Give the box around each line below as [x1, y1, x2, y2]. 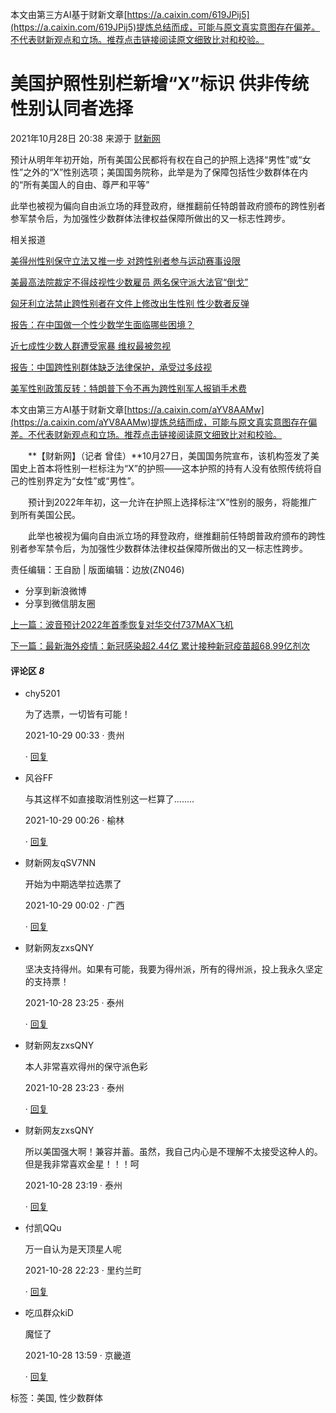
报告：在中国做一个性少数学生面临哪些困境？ [10, 318, 195, 330]
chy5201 [24, 688, 61, 700]
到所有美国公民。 [10, 508, 81, 520]
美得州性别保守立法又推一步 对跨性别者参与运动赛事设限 [10, 254, 241, 267]
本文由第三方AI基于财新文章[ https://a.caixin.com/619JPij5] [10, 9, 250, 20]
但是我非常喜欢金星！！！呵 [24, 1158, 140, 1170]
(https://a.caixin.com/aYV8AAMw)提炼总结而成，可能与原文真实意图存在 [10, 416, 309, 428]
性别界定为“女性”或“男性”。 [27, 474, 140, 487]
